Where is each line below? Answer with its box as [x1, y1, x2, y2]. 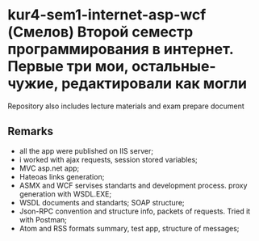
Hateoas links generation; [19, 171, 105, 181]
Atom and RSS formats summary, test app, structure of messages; [19, 223, 240, 233]
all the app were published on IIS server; [19, 146, 154, 155]
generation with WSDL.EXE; [19, 188, 112, 199]
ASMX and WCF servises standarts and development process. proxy [19, 180, 248, 190]
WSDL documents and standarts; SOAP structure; [19, 197, 185, 207]
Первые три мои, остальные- [7, 57, 216, 76]
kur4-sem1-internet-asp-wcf [7, 6, 207, 24]
